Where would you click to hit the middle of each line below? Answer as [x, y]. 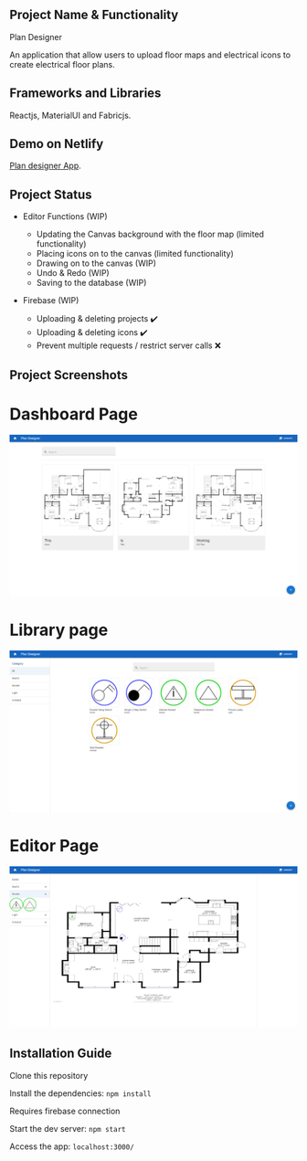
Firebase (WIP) [51, 301]
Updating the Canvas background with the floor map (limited [150, 234]
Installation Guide [61, 1054]
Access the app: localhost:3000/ [72, 1146]
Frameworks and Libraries [85, 94]
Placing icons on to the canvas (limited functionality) [135, 254]
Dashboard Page [74, 414]
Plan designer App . [45, 166]
